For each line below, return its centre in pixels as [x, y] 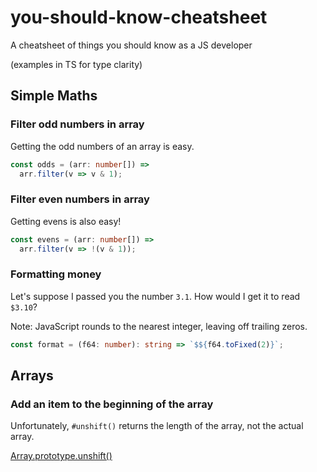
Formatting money [56, 274]
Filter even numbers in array [80, 199]
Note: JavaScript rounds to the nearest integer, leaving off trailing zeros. [159, 326]
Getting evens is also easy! [66, 221]
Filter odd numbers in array [77, 124]
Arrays [32, 375]
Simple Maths [54, 96]
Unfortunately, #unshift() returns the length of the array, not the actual [157, 426]
